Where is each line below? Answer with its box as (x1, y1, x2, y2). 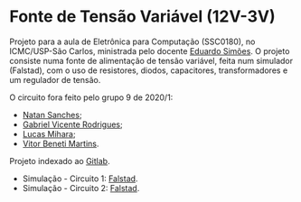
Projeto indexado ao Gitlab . (9, 155, 110, 166)
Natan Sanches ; (22, 109, 83, 120)
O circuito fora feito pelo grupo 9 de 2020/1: (9, 92, 174, 103)
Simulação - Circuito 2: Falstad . (22, 182, 140, 193)
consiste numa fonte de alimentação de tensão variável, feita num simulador (9, 55, 294, 66)
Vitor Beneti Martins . (22, 138, 99, 149)
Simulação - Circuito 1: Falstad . (22, 173, 138, 184)
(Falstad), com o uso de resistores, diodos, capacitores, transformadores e (9, 65, 288, 76)
